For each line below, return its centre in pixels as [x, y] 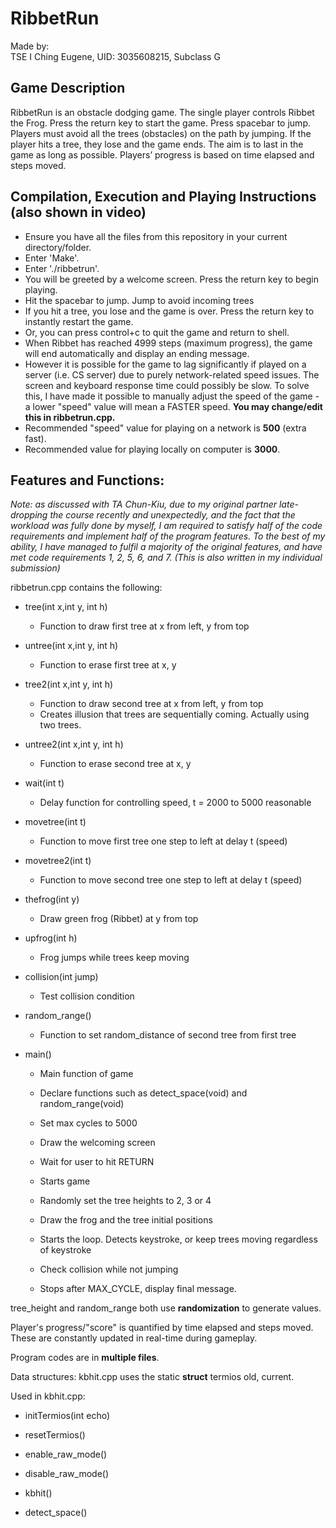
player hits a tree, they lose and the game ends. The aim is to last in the [157, 144]
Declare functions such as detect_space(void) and [143, 1093]
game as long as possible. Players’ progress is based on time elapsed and [162, 154]
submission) [35, 568]
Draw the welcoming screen [97, 1143]
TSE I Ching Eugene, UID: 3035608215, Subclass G [115, 56]
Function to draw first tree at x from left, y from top [144, 626]
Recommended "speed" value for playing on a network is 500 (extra [165, 428]
